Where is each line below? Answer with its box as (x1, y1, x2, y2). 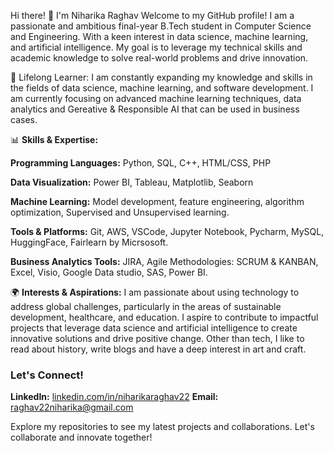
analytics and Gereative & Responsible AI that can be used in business (10, 103, 300, 115)
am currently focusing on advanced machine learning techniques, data (10, 93, 302, 104)
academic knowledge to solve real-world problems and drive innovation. (10, 52, 309, 64)
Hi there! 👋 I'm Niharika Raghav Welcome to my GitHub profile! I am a (10, 10, 295, 21)
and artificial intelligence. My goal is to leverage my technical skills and (10, 41, 303, 53)
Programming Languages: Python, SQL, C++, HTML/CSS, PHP (10, 157, 272, 169)
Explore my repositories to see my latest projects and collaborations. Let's (10, 421, 315, 433)
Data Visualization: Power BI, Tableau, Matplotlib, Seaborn (10, 176, 254, 188)
